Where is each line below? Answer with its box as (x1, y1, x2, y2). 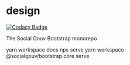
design (6, 4, 40, 18)
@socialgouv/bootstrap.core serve (6, 52, 90, 59)
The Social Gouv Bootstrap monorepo (6, 35, 97, 42)
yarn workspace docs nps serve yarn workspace (6, 46, 124, 53)
